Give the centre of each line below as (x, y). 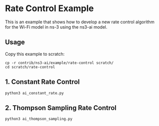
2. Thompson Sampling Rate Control (61, 108)
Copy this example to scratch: (35, 54)
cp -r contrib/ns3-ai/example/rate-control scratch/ (59, 63)
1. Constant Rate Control (42, 82)
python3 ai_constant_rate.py (34, 93)
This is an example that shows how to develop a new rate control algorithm (80, 22)
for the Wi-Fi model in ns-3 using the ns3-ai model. (56, 27)
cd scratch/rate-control (30, 67)
